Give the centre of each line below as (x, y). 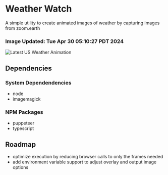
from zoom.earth (23, 28)
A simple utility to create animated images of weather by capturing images (82, 23)
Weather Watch (39, 9)
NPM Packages (24, 112)
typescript (23, 128)
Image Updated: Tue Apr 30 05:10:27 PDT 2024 (65, 41)
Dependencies (29, 68)
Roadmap (21, 144)
